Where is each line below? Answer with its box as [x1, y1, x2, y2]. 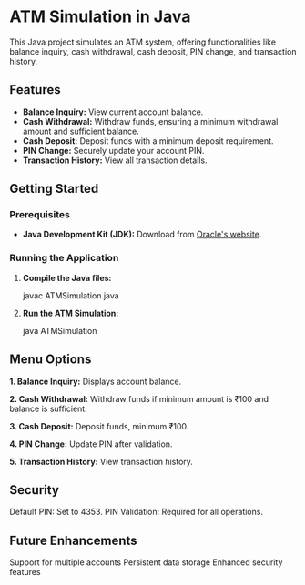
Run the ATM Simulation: [22, 308, 119, 318]
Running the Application [9, 252, 119, 265]
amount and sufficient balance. [22, 126, 139, 136]
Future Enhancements [9, 532, 138, 548]
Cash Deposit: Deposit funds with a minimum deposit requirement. [22, 135, 275, 146]
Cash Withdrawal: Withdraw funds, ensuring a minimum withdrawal [22, 116, 279, 126]
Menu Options [9, 352, 92, 368]
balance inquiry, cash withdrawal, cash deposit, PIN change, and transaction [9, 45, 297, 56]
